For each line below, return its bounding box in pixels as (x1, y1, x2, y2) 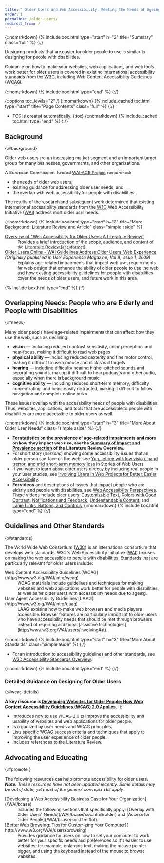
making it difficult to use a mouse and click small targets (12, 359, 125, 365)
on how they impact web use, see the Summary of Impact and (12, 440, 140, 446)
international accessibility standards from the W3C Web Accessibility (5, 204, 144, 210)
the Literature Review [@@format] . (17, 244, 87, 250)
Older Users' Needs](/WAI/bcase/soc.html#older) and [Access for (17, 812, 150, 817)
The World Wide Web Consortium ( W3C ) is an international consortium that (5, 544, 157, 550)
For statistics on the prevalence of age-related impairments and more (12, 435, 156, 441)
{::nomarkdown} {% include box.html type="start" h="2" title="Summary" (5, 34, 153, 40)
